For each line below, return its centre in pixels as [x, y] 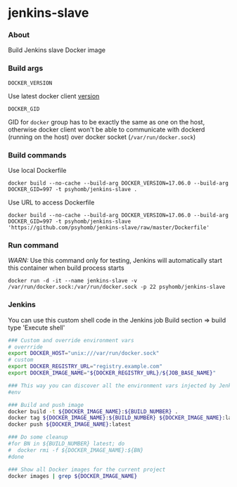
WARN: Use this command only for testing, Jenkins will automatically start [115, 261]
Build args [26, 68]
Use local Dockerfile [37, 171]
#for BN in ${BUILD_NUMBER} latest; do [66, 444]
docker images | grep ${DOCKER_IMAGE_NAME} [73, 476]
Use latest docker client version [54, 96]
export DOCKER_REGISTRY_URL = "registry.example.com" [85, 367]
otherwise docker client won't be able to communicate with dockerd [107, 129]
